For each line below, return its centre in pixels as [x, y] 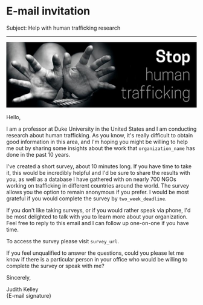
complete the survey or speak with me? [55, 266]
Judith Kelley [22, 289]
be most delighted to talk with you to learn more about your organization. [97, 217]
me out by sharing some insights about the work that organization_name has [101, 148]
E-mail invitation [48, 11]
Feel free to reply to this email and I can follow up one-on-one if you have [98, 223]
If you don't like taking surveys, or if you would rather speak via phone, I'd [98, 211]
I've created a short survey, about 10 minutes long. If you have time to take [99, 166]
